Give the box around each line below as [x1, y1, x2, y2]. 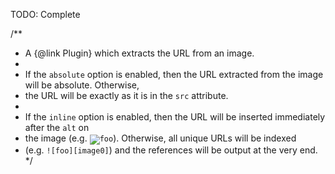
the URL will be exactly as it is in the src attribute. [24, 90, 229, 101]
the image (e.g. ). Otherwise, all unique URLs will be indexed [24, 132, 297, 144]
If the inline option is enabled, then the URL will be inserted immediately [24, 111, 326, 123]
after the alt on [24, 122, 90, 133]
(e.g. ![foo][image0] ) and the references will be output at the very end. [24, 144, 318, 156]
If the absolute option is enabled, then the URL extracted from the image [24, 69, 324, 80]
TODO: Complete [10, 9, 81, 20]
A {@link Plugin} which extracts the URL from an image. [24, 47, 255, 59]
